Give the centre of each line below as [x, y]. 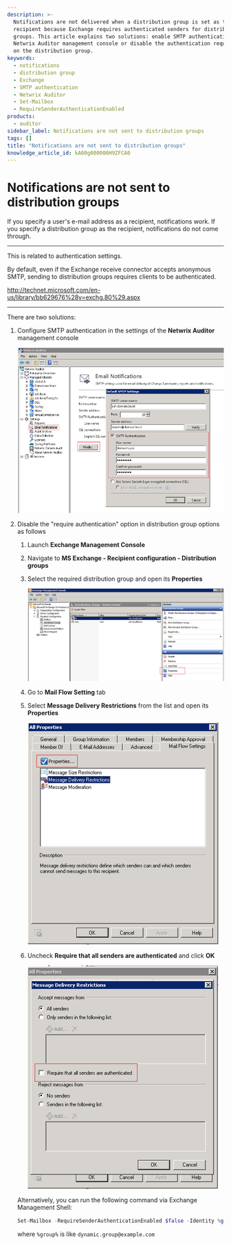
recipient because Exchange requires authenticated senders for [107, 29]
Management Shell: [44, 1207]
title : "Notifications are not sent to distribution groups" [97, 146]
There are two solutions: [42, 317]
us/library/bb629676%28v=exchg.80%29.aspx [74, 297]
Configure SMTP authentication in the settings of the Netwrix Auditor [116, 330]
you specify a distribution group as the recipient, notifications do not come [113, 229]
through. [19, 236]
